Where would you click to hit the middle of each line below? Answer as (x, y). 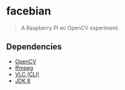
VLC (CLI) (27, 74)
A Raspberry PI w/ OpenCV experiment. (70, 28)
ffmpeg (24, 68)
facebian (29, 11)
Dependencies (34, 47)
